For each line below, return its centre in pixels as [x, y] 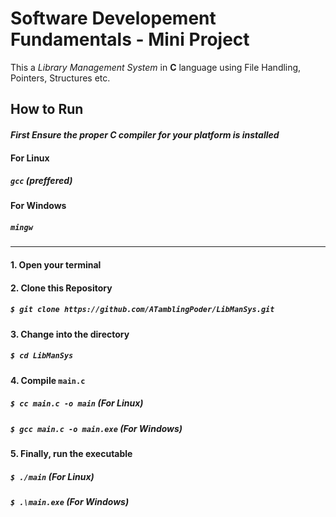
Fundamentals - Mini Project [130, 39]
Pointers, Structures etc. [60, 78]
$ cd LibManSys [42, 356]
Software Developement [113, 18]
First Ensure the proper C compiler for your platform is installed [145, 134]
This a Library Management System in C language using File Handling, [156, 67]
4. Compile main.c [48, 380]
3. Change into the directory [70, 334]
